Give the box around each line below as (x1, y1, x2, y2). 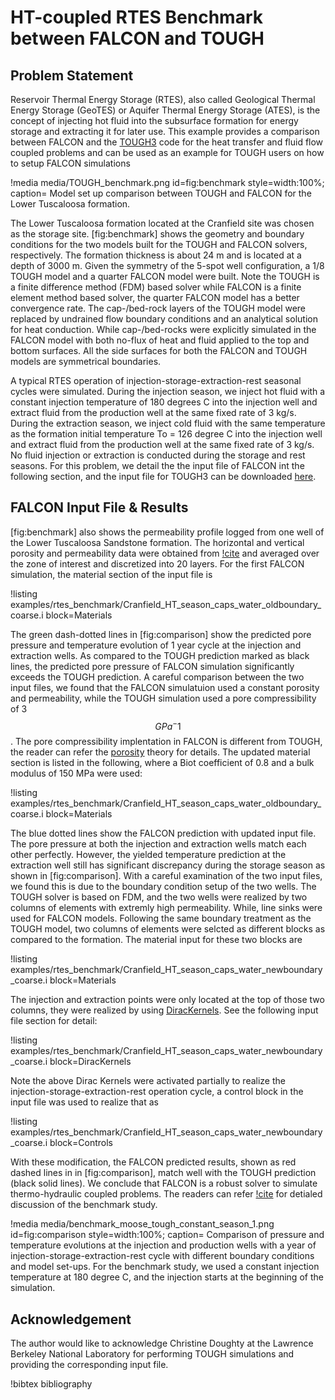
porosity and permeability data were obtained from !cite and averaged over (10, 547, 320, 559)
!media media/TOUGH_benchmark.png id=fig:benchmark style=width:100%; (10, 177, 325, 188)
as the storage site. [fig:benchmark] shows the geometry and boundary (10, 228, 305, 240)
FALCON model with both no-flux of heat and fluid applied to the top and (10, 334, 310, 346)
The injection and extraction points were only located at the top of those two (10, 994, 325, 1006)
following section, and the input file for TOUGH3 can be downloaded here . (10, 471, 317, 482)
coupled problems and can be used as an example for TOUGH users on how (10, 147, 325, 158)
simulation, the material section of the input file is (10, 568, 213, 580)
